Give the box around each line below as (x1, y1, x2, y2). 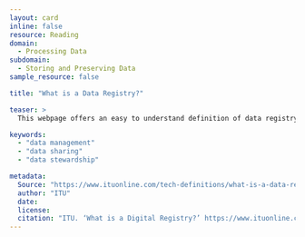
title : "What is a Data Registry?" (9, 88, 144, 98)
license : (17, 205, 51, 214)
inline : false (9, 22, 64, 31)
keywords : (9, 130, 47, 139)
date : (17, 197, 39, 206)
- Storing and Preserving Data (17, 64, 136, 74)
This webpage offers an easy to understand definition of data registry (17, 114, 299, 123)
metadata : (9, 172, 47, 181)
